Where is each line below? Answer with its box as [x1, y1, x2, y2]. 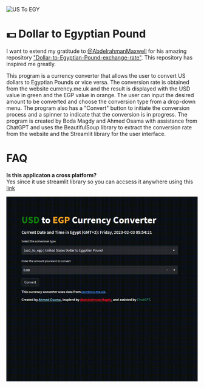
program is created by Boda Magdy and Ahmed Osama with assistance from [6, 117, 197, 124]
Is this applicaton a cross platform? [6, 171, 97, 179]
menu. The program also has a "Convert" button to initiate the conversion [6, 104, 190, 112]
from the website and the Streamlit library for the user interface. [6, 130, 166, 137]
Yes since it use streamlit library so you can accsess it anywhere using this [6, 178, 193, 185]
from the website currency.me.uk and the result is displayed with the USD [6, 85, 191, 92]
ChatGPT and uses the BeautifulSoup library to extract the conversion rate [6, 123, 192, 131]
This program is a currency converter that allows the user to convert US [6, 72, 186, 79]
